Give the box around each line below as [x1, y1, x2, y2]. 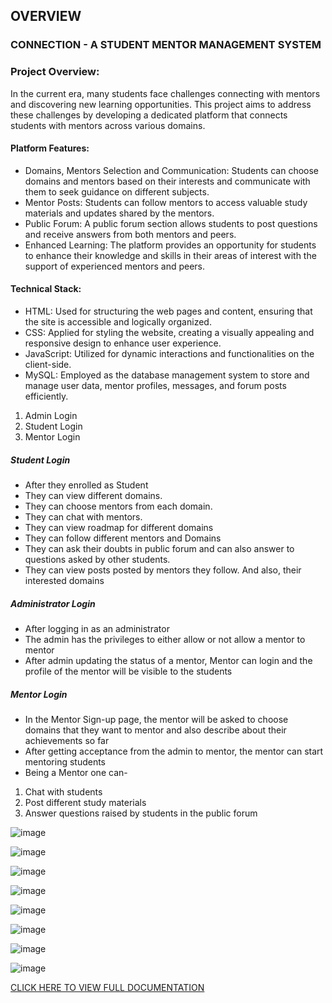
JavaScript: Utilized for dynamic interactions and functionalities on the [24, 348, 315, 360]
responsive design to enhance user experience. [24, 337, 222, 349]
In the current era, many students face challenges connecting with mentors [10, 87, 321, 99]
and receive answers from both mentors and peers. [24, 228, 237, 240]
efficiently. [24, 390, 69, 403]
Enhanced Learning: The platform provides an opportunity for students [24, 239, 317, 251]
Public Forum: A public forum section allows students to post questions [24, 217, 318, 229]
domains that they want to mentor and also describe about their [24, 724, 287, 736]
